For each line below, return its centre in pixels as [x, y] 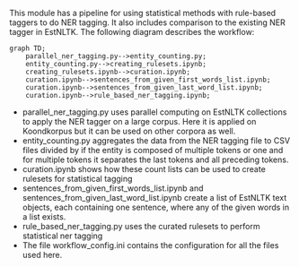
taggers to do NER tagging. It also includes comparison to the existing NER [147, 22]
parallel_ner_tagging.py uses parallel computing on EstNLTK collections [154, 112]
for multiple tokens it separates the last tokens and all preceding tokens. [155, 159]
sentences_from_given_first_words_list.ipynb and [113, 188]
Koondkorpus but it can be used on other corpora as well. [129, 131]
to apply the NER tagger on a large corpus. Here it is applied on [139, 121]
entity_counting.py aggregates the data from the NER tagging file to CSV [156, 141]
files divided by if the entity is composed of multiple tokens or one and [153, 150]
